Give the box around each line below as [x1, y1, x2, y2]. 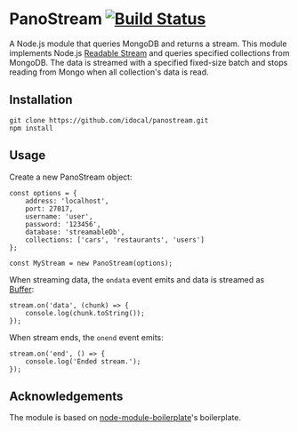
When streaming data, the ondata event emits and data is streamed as [9, 274, 265, 284]
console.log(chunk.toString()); [25, 308, 145, 317]
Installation [9, 92, 73, 108]
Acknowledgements [9, 388, 124, 403]
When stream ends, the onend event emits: [9, 331, 164, 342]
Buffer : [9, 283, 35, 294]
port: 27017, [25, 204, 74, 213]
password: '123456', [25, 219, 101, 228]
